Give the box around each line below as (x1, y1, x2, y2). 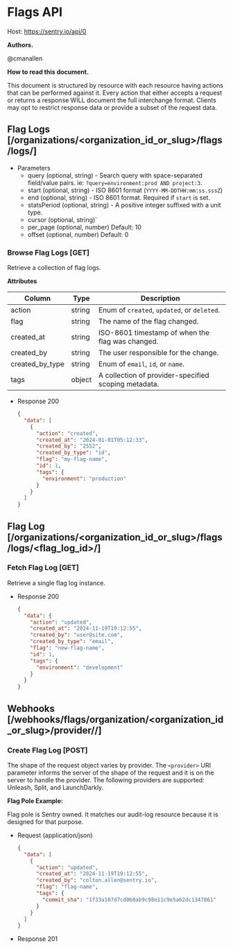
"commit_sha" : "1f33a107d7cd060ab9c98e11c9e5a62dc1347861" (42, 896, 216, 903)
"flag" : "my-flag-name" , (35, 456, 108, 463)
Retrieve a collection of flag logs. (7, 264, 101, 272)
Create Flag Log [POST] (7, 745, 88, 755)
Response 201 (17, 935, 58, 943)
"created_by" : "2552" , (35, 443, 102, 450)
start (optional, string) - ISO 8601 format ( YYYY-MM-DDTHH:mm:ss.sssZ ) (27, 186, 223, 194)
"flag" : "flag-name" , (35, 883, 98, 891)
